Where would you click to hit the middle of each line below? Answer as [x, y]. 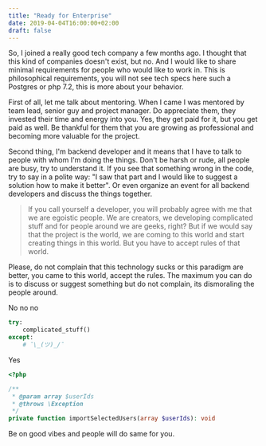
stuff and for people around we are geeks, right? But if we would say [140, 226]
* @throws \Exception [47, 404]
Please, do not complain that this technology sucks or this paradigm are [126, 267]
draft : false [30, 30]
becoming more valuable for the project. [74, 136]
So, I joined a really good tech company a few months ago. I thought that [127, 53]
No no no [23, 308]
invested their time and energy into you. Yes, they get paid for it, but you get [133, 119]
